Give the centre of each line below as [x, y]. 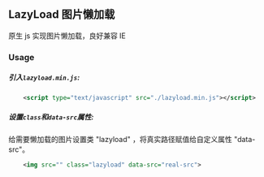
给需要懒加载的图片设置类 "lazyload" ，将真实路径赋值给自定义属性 [121, 139]
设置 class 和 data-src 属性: [51, 117]
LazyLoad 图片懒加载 [62, 15]
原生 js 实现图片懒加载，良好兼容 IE [67, 36]
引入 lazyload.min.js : [44, 78]
